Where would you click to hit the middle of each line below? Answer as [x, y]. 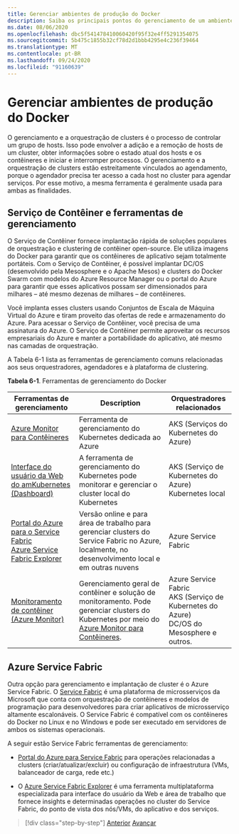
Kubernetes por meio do [119, 619]
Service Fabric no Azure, [120, 541]
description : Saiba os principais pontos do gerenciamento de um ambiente [121, 21]
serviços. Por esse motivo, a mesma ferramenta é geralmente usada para [115, 183]
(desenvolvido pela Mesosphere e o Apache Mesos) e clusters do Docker [115, 271]
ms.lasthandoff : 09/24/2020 [49, 61]
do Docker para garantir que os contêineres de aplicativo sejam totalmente [117, 256]
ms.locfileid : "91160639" [46, 67]
